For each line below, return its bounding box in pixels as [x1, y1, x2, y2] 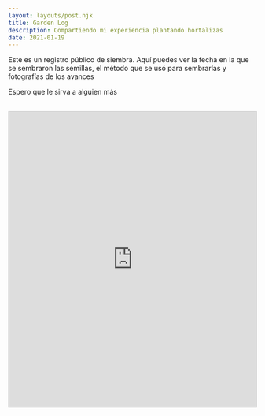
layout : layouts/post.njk [8, 11, 93, 20]
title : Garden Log [8, 19, 68, 27]
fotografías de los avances [8, 72, 94, 81]
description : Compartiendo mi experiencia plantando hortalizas [8, 26, 223, 34]
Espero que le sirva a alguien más [8, 87, 118, 97]
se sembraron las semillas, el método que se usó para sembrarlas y [8, 64, 226, 73]
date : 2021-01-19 [8, 33, 65, 42]
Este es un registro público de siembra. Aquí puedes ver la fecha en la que [8, 55, 249, 65]
